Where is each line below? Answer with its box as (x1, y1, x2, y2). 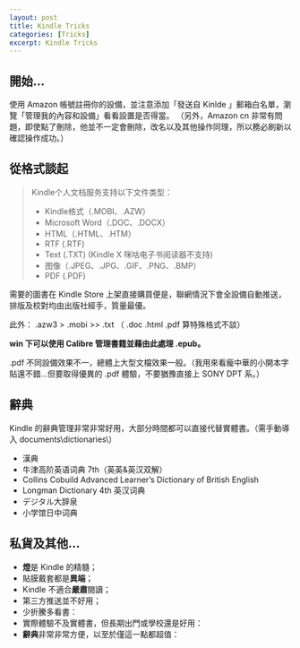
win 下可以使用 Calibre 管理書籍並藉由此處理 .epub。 (9, 338, 206, 349)
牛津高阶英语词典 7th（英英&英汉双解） (21, 463, 167, 475)
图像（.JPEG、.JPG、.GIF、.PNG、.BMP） (44, 260, 201, 271)
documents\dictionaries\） (19, 434, 117, 445)
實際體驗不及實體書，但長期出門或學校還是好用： (21, 618, 203, 628)
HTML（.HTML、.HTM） (44, 228, 136, 238)
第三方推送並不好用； (21, 595, 101, 606)
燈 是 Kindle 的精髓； (21, 561, 99, 572)
